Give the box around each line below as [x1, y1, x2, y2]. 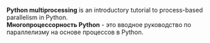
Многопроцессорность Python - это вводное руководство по [6, 21, 191, 28]
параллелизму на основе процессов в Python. [6, 28, 143, 36]
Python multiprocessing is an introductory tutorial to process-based [6, 6, 203, 14]
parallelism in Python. [6, 13, 69, 21]
